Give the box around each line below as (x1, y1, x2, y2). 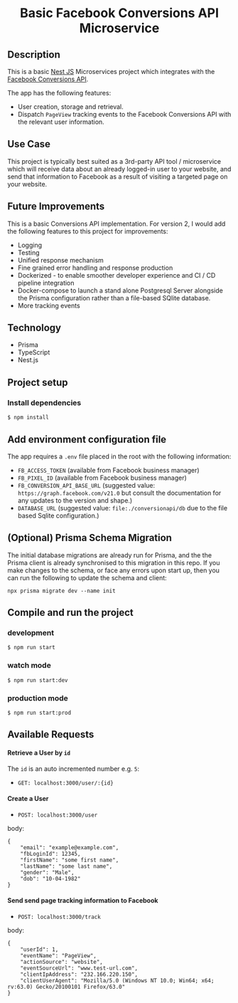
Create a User (7, 794, 49, 803)
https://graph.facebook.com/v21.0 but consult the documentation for (17, 488, 222, 497)
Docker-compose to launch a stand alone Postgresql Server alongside (17, 286, 224, 295)
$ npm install (7, 414, 50, 421)
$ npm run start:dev (7, 676, 69, 684)
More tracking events (17, 301, 80, 310)
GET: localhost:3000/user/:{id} (17, 779, 114, 787)
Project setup (7, 376, 69, 389)
